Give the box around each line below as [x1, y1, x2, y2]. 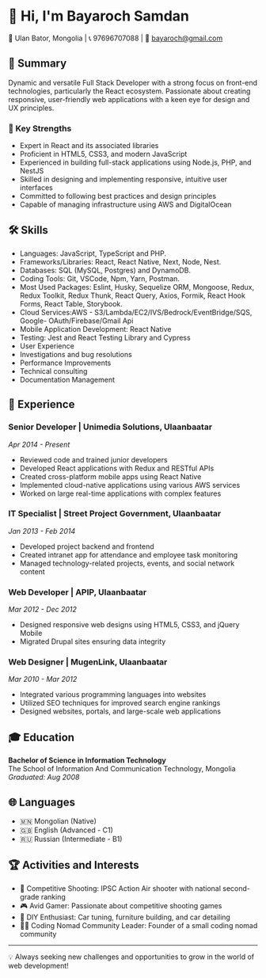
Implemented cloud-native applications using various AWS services [19, 480, 241, 489]
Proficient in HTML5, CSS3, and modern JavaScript [19, 150, 188, 159]
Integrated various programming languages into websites [19, 690, 207, 699]
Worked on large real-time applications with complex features [19, 489, 222, 498]
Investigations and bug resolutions [19, 349, 132, 359]
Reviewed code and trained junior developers [19, 455, 168, 464]
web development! [8, 961, 69, 970]
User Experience [19, 341, 75, 351]
